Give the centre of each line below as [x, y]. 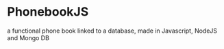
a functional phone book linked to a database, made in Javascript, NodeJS [112, 31]
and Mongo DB [28, 37]
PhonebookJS [48, 12]
